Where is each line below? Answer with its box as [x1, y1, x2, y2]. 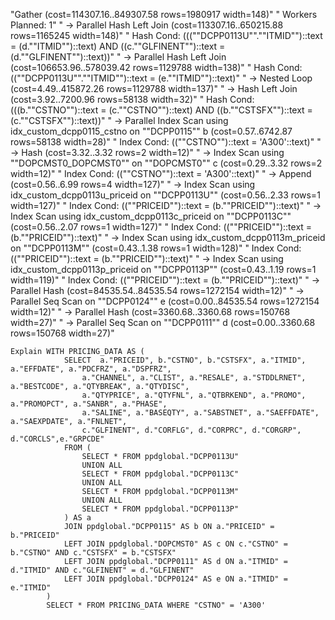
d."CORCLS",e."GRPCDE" [10, 434, 105, 444]
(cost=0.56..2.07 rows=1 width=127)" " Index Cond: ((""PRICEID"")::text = [10, 221, 313, 233]
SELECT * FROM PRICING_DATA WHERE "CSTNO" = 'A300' [46, 600, 267, 610]
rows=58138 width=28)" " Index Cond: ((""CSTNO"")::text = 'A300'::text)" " [10, 136, 322, 148]
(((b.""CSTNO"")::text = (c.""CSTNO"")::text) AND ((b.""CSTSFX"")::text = [10, 104, 313, 116]
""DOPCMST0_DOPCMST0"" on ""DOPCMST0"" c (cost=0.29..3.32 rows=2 [10, 157, 323, 169]
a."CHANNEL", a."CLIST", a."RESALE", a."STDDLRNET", [81, 373, 307, 383]
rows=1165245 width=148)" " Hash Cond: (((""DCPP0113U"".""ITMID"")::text [10, 30, 323, 41]
